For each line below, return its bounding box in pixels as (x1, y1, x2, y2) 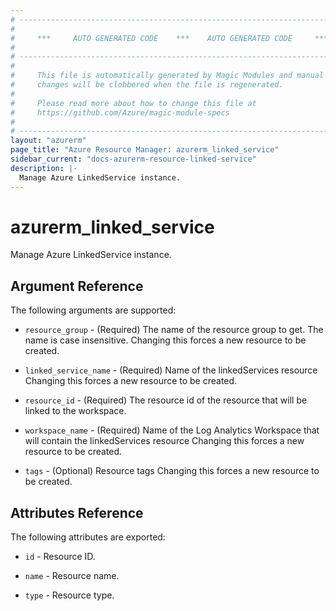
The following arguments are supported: (10, 304, 177, 316)
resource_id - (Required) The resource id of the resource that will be (24, 394, 308, 406)
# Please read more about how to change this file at (10, 98, 257, 108)
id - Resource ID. (24, 551, 96, 563)
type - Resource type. (24, 589, 115, 601)
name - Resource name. (24, 570, 120, 582)
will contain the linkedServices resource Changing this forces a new (24, 435, 305, 447)
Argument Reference (10, 277, 144, 295)
